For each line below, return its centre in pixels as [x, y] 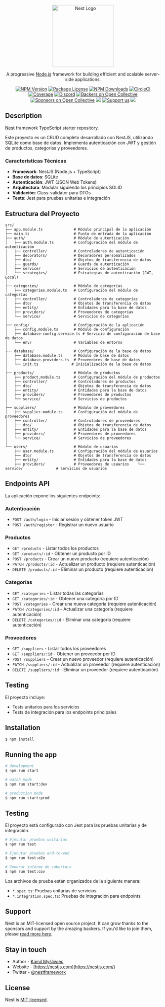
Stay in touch [26, 950]
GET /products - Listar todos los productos [55, 548]
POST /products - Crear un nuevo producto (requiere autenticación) [81, 559]
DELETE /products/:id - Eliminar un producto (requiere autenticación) [83, 569]
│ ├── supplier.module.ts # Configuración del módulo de [72, 412]
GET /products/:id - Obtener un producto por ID [62, 553]
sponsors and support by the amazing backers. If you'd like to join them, [79, 929]
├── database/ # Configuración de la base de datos [78, 351]
